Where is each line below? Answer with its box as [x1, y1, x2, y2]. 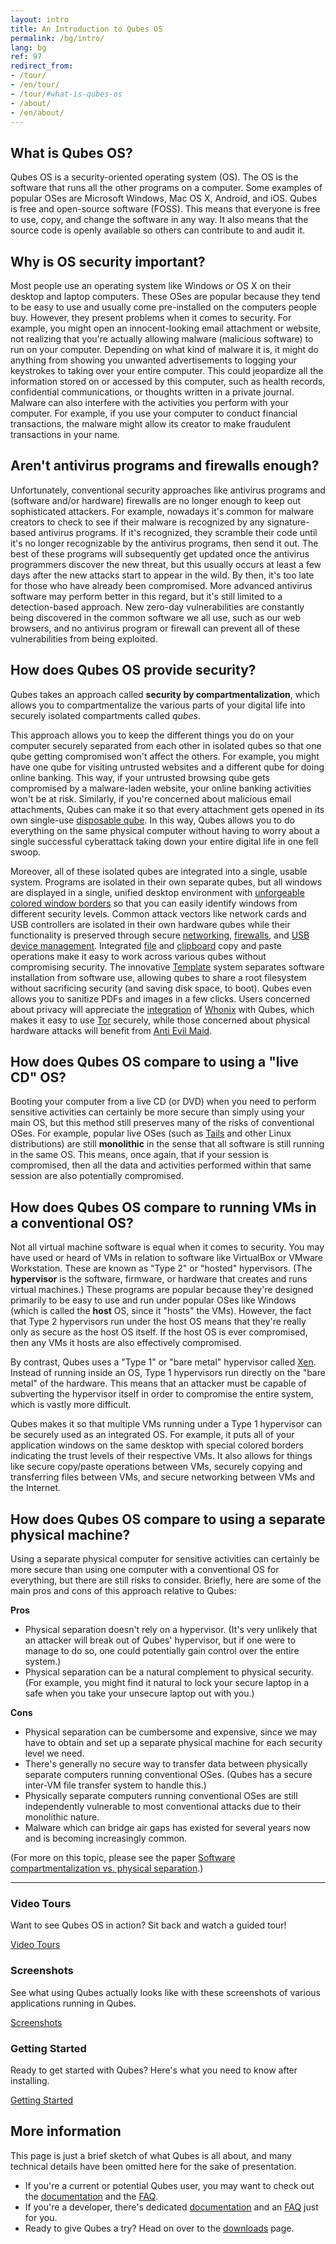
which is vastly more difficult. [10, 1399, 132, 1411]
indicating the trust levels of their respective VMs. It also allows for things [10, 1450, 313, 1462]
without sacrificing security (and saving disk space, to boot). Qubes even [10, 982, 312, 994]
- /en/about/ [10, 107, 65, 118]
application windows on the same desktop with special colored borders [10, 1439, 304, 1451]
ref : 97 [10, 52, 43, 62]
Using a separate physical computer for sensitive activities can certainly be [10, 1553, 320, 1565]
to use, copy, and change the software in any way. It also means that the [10, 214, 309, 226]
